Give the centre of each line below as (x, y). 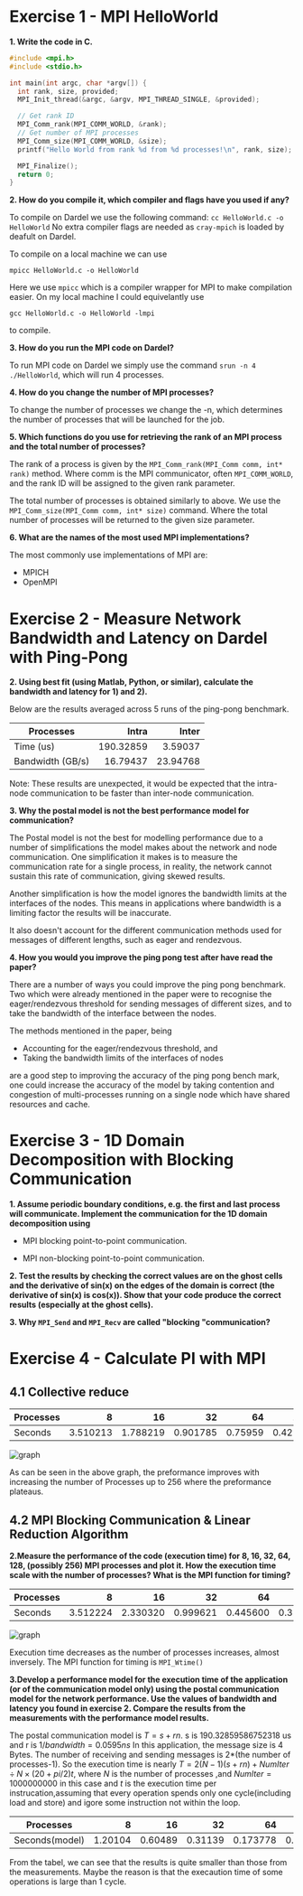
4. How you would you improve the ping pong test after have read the (141, 957)
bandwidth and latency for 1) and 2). (78, 692)
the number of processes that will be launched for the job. (117, 420)
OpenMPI (40, 582)
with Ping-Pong (69, 657)
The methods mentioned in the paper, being (91, 1031)
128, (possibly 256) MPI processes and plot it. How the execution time (143, 1565)
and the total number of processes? (78, 447)
